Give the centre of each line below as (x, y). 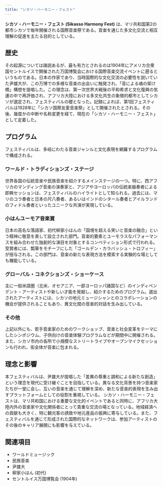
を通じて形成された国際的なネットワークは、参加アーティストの (94, 419)
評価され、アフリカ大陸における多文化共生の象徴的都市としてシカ (92, 96)
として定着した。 (22, 120)
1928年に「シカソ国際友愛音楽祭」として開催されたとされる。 (80, 108)
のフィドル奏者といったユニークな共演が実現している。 (60, 205)
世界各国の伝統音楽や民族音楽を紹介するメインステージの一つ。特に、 (75, 180)
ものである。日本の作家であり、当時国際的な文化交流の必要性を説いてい (85, 78)
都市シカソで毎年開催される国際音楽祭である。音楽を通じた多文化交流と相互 (81, 30)
